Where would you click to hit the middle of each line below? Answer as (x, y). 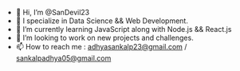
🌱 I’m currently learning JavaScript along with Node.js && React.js (124, 29)
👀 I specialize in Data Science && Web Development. (102, 21)
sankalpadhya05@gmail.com (63, 58)
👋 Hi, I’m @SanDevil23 (53, 12)
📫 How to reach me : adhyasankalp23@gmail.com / (101, 47)
